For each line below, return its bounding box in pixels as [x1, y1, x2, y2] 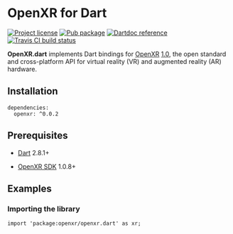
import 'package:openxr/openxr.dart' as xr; [7, 220, 141, 228]
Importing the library [7, 204, 80, 213]
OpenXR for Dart [7, 5, 107, 21]
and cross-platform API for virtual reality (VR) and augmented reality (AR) [7, 57, 222, 65]
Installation [7, 85, 58, 97]
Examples [7, 182, 52, 194]
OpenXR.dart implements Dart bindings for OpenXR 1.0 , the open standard [7, 50, 227, 58]
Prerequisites [7, 130, 68, 142]
